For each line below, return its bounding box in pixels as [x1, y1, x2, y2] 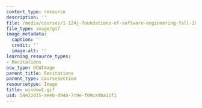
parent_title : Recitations [6, 70, 74, 76]
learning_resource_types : [6, 53, 71, 59]
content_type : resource [6, 8, 66, 15]
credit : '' [11, 43, 39, 49]
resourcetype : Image [6, 82, 58, 88]
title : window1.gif [6, 87, 55, 93]
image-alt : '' [11, 48, 47, 54]
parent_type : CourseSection [6, 76, 77, 82]
